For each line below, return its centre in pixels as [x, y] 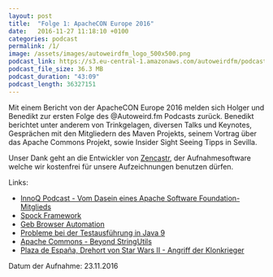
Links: [18, 182]
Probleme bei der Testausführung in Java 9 [92, 232]
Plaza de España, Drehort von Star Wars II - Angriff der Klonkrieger [132, 250]
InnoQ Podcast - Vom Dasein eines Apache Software [108, 198]
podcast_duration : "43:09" [54, 77]
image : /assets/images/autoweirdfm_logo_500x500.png [100, 54]
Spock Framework [51, 215]
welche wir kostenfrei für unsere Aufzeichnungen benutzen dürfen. [121, 166]
